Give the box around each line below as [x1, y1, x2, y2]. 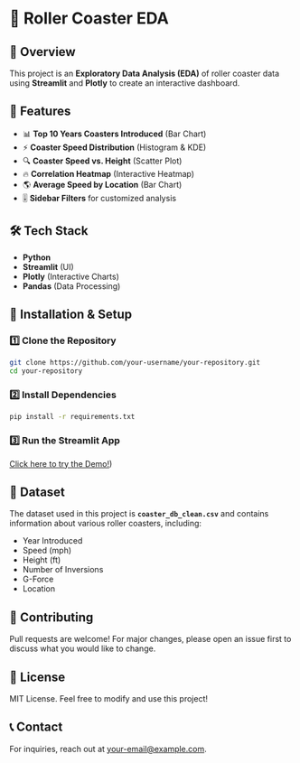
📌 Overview [9, 44, 76, 60]
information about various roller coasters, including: [9, 518, 202, 529]
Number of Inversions [22, 564, 104, 575]
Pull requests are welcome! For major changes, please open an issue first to [9, 634, 292, 645]
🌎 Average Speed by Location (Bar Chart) [22, 179, 183, 190]
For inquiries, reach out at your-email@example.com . [9, 743, 208, 754]
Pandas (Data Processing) [22, 280, 121, 292]
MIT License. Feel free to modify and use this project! [9, 693, 209, 703]
